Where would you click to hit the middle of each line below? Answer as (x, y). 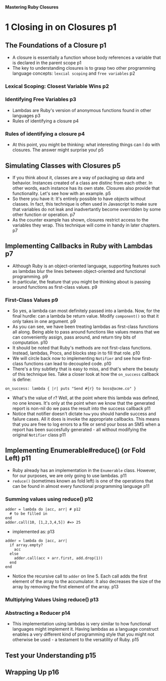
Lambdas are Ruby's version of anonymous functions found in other (82, 110)
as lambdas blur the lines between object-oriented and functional (79, 271)
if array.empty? (26, 545)
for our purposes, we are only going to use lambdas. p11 (69, 475)
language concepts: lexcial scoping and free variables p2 (74, 73)
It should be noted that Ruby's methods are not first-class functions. (82, 348)
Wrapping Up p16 (32, 672)
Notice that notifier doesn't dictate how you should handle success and (84, 414)
